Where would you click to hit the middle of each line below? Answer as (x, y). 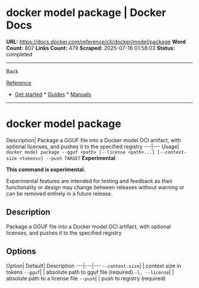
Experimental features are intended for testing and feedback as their (89, 181)
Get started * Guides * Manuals (53, 94)
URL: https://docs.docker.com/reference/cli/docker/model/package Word (96, 41)
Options (21, 252)
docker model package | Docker (86, 13)
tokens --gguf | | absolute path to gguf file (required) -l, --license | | (90, 272)
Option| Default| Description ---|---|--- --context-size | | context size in (94, 265)
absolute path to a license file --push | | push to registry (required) (86, 278)
